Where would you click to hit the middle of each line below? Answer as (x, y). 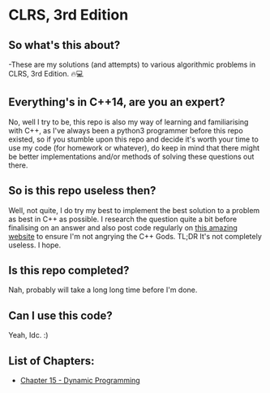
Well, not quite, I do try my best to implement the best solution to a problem (134, 210)
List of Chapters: (51, 361)
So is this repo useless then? (82, 191)
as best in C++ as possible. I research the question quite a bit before (123, 219)
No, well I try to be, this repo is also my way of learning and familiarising (129, 122)
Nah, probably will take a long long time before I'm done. (103, 290)
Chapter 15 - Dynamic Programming (80, 381)
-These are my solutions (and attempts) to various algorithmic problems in (132, 64)
